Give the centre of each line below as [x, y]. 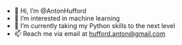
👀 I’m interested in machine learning [67, 18]
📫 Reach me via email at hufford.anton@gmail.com [90, 34]
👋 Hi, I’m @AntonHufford [50, 11]
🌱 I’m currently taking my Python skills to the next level [95, 26]
